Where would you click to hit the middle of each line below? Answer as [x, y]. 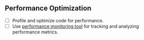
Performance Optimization [48, 8]
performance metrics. [35, 32]
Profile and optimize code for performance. [58, 20]
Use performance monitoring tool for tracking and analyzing [76, 26]
